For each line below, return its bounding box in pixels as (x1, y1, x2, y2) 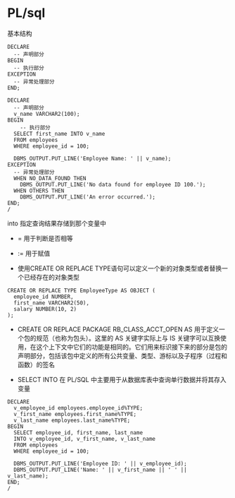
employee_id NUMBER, (13, 293, 74, 300)
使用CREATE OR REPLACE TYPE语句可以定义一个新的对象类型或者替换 (17, 263, 222, 273)
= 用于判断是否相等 (17, 234, 73, 242)
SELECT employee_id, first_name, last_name (13, 429, 143, 436)
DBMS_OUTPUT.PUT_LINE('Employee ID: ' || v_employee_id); (13, 460, 188, 467)
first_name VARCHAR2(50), (13, 299, 90, 307)
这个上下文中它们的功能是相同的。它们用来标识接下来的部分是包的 (36, 343, 227, 351)
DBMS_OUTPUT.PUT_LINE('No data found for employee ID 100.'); (20, 181, 206, 188)
